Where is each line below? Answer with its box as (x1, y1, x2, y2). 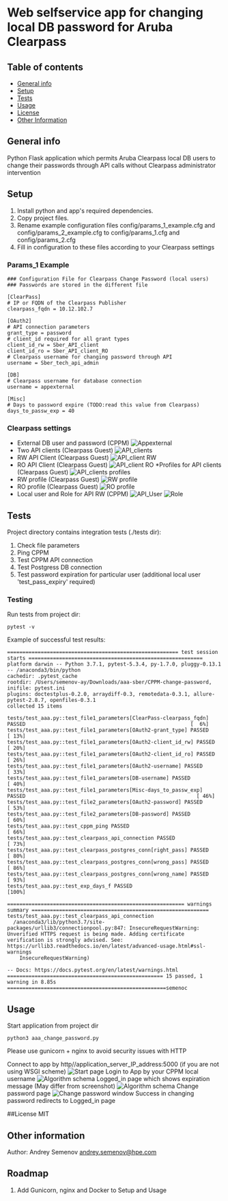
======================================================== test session (7, 649, 218, 656)
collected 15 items (7, 703, 63, 710)
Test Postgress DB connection (16, 563, 102, 572)
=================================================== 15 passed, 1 (7, 973, 203, 980)
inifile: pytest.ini (7, 685, 66, 692)
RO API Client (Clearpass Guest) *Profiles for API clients (16, 461, 222, 469)
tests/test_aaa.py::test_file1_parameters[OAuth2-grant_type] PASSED (7, 727, 210, 734)
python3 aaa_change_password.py (7, 1035, 99, 1042)
